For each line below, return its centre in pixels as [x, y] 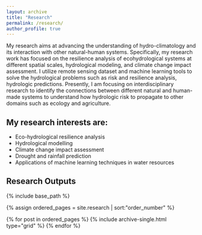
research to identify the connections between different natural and [89, 90]
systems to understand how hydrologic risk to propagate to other [103, 97]
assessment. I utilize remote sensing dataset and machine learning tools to [99, 71]
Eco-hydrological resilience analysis [60, 137]
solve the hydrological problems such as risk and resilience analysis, [92, 78]
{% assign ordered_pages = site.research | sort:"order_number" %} [90, 207]
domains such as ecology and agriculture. [58, 104]
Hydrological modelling [44, 143]
